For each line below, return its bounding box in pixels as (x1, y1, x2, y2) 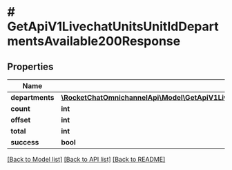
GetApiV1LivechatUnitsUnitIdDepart (7, 19, 219, 34)
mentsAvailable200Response (7, 34, 181, 49)
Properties (7, 61, 54, 72)
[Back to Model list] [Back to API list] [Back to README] (7, 156, 166, 163)
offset (10, 115, 31, 125)
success (10, 138, 39, 147)
